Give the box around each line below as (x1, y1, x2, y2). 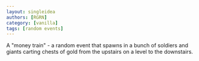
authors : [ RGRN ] (6, 14, 47, 20)
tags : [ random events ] (6, 25, 64, 32)
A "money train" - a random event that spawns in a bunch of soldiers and (6, 42, 189, 49)
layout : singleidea (6, 8, 56, 15)
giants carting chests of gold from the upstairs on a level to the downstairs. (6, 48, 194, 56)
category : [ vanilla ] (6, 20, 59, 26)
